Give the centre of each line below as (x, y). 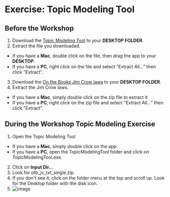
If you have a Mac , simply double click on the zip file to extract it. (80, 97)
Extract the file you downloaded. (46, 46)
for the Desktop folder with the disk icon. (55, 183)
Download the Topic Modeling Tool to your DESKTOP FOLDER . (78, 40)
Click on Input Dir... (33, 167)
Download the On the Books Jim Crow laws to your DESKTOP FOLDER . (87, 82)
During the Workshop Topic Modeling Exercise (80, 124)
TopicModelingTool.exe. (37, 157)
